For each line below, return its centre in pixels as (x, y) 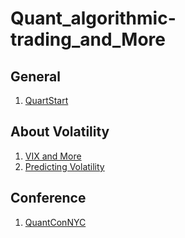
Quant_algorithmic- (93, 18)
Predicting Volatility (64, 166)
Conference (48, 198)
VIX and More (53, 156)
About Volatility (60, 132)
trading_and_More (88, 39)
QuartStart (46, 100)
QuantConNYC (55, 222)
